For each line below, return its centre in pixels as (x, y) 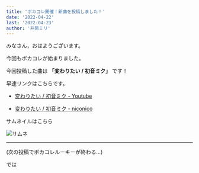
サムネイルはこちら (30, 121)
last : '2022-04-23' (30, 23)
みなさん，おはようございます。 (45, 46)
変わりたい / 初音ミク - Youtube (53, 96)
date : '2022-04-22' (30, 17)
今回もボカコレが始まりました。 (45, 58)
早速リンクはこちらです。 (37, 84)
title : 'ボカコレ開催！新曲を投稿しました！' (56, 12)
